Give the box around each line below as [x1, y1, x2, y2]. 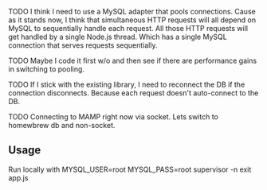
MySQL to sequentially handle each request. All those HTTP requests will [8, 24, 249, 33]
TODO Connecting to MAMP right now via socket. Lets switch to [8, 112, 219, 122]
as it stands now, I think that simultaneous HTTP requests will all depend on [8, 15, 257, 25]
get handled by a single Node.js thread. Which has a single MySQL [8, 32, 227, 41]
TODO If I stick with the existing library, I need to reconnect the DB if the [8, 79, 245, 89]
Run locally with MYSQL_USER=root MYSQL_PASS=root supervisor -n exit [8, 165, 252, 174]
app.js [8, 173, 29, 182]
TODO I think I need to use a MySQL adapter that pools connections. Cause [8, 7, 257, 16]
